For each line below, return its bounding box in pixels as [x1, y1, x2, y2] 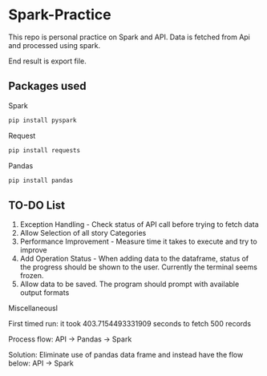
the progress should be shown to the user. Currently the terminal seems [19, 262, 258, 272]
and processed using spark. [8, 40, 101, 50]
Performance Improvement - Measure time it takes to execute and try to [19, 237, 258, 246]
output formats [19, 288, 70, 297]
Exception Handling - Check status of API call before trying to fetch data [19, 220, 259, 229]
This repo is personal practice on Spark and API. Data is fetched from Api [8, 32, 251, 42]
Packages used [8, 79, 87, 93]
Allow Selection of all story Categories [19, 228, 147, 238]
